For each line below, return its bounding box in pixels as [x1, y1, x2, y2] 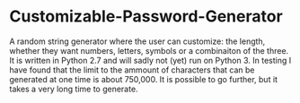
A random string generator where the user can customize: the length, [9, 36, 266, 47]
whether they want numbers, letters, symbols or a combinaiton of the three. [9, 45, 289, 56]
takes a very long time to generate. [9, 83, 138, 94]
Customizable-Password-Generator [9, 6, 283, 27]
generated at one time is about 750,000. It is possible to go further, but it [9, 73, 278, 84]
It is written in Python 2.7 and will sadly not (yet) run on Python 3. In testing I [9, 55, 292, 65]
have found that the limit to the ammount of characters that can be [9, 64, 255, 75]
